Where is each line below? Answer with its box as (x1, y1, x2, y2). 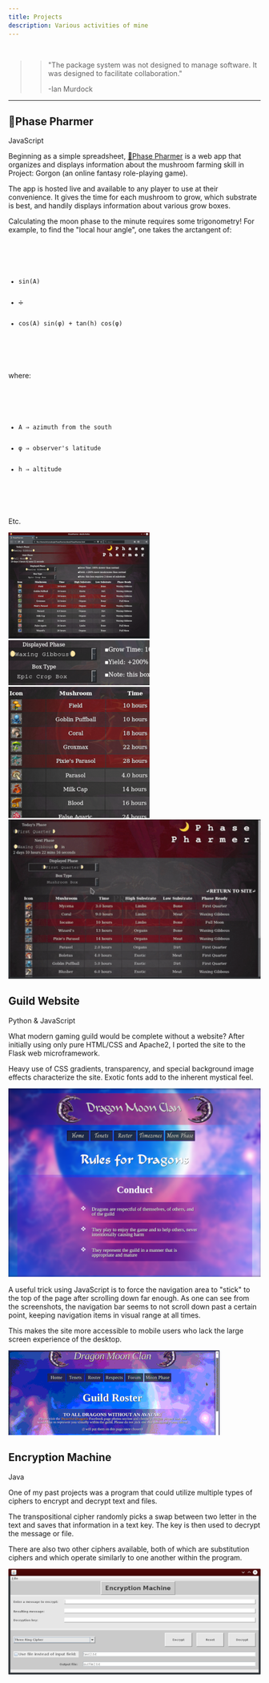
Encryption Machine (8, 1451, 112, 1464)
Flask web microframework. (8, 1048, 100, 1058)
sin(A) (18, 277, 41, 286)
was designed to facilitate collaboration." (47, 68, 183, 78)
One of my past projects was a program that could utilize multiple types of (8, 1487, 253, 1497)
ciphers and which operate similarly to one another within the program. (8, 1552, 243, 1562)
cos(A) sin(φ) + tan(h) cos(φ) (18, 320, 122, 328)
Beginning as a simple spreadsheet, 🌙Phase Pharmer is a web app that (8, 151, 242, 161)
